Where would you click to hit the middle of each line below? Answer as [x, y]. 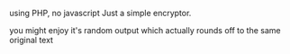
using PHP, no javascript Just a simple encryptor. [100, 13]
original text [32, 40]
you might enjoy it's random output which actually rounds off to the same [145, 30]
